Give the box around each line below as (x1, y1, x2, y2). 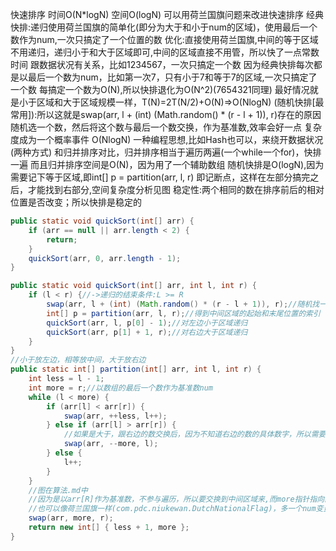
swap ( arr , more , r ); (28, 513, 114, 523)
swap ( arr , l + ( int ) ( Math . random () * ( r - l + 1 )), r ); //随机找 (46, 299, 320, 309)
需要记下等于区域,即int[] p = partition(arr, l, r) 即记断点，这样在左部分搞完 (10, 171, 311, 183)
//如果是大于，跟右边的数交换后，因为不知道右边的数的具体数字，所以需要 (63, 429, 327, 440)
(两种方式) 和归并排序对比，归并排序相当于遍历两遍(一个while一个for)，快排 (10, 146, 322, 158)
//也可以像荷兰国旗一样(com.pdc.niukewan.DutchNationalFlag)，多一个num (28, 504, 317, 514)
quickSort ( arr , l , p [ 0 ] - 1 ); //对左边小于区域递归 (46, 318, 248, 328)
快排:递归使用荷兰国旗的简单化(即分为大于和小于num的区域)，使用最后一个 (10, 21, 318, 33)
